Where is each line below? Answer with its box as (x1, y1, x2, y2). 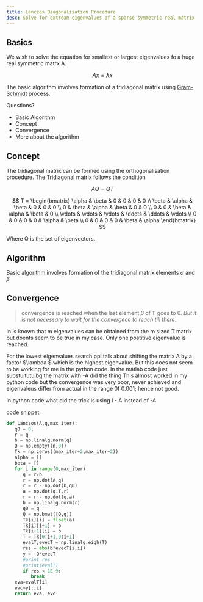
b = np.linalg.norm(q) (14, 437, 72, 443)
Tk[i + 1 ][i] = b (22, 528, 62, 534)
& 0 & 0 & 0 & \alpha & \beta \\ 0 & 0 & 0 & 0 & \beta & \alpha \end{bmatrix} (9, 217, 196, 224)
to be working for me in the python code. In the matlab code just (6, 365, 168, 372)
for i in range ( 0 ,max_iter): (14, 465, 88, 472)
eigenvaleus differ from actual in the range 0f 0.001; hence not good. (6, 385, 179, 392)
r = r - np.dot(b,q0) (22, 483, 78, 489)
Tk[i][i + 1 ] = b (22, 523, 62, 529)
